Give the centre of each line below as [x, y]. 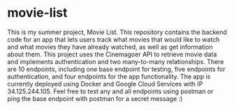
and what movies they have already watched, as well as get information [110, 47]
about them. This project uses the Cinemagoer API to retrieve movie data [112, 54]
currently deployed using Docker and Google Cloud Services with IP [105, 84]
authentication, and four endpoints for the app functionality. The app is [109, 76]
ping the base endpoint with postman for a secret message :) [95, 98]
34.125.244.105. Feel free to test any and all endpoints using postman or [110, 91]
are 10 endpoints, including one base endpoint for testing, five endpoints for [116, 69]
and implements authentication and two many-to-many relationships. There [116, 61]
